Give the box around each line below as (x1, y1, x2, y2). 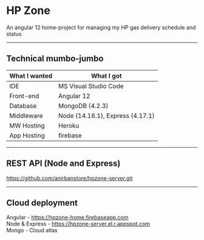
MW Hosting (9, 121, 45, 129)
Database (9, 101, 37, 110)
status (6, 30, 22, 37)
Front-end (9, 92, 39, 100)
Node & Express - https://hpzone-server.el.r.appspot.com (6, 220, 151, 228)
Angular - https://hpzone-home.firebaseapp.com (6, 214, 129, 221)
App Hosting (9, 131, 46, 140)
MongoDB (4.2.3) (58, 101, 109, 110)
